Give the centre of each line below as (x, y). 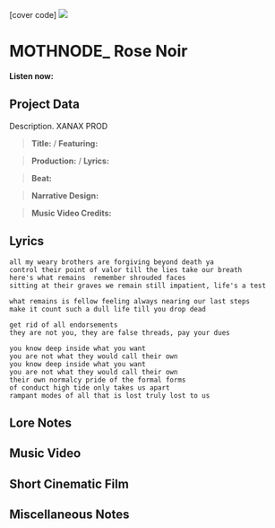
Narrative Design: (65, 195)
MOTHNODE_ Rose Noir (99, 52)
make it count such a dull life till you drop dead (107, 309)
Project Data (45, 105)
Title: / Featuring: (64, 143)
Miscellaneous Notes (69, 515)
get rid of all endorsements (64, 325)
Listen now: (31, 75)
